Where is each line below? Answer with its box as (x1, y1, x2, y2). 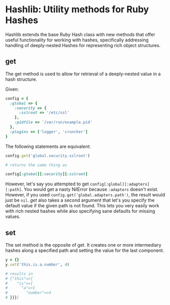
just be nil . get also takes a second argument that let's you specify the (5, 197, 155, 203)
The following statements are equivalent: (5, 143, 91, 149)
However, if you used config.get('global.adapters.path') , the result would (5, 192, 165, 198)
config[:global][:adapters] (90, 182, 150, 187)
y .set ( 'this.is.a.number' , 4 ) (5, 262, 70, 267)
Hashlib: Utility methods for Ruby (5, 4, 149, 15)
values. (5, 213, 20, 220)
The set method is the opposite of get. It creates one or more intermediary (5, 242, 162, 248)
